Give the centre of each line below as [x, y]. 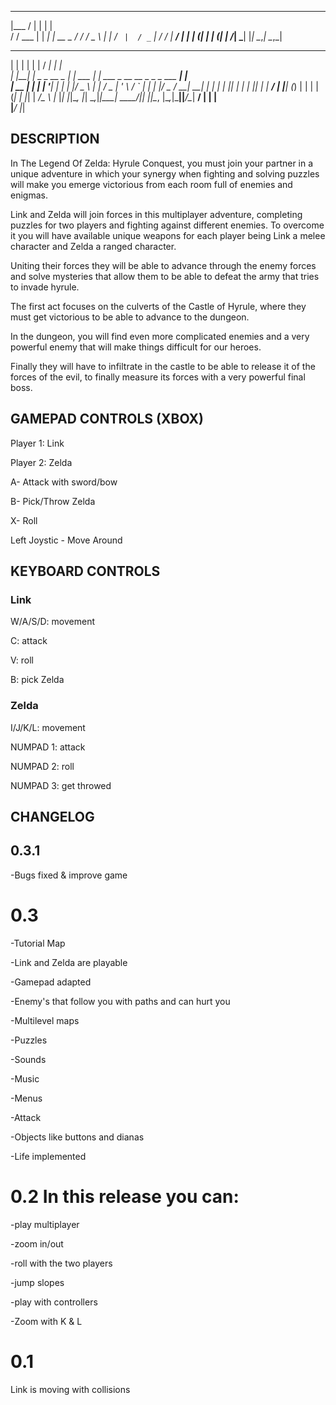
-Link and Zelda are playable [69, 962]
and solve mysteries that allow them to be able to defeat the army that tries [165, 276]
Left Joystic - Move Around [66, 540]
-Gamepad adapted [51, 982]
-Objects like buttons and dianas [77, 1137]
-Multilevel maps [45, 1020]
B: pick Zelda [37, 680]
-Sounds [28, 1059]
